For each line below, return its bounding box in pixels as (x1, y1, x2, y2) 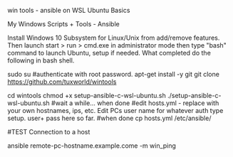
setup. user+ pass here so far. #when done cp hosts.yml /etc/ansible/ (7, 114, 212, 122)
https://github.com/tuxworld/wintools (7, 77, 117, 86)
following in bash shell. (7, 56, 75, 65)
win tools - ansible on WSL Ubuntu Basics (7, 6, 130, 14)
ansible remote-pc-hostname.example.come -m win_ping (7, 141, 177, 150)
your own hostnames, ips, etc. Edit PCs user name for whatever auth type (7, 107, 224, 114)
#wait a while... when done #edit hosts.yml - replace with (51, 99, 219, 107)
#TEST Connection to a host (7, 128, 90, 136)
